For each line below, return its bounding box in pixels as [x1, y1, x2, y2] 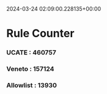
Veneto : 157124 [6, 65, 54, 73]
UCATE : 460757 [6, 48, 56, 57]
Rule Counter [6, 27, 75, 40]
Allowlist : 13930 [6, 81, 57, 89]
